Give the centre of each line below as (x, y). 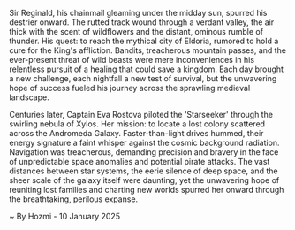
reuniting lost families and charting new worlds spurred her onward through (147, 190)
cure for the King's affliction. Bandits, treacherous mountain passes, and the (148, 50)
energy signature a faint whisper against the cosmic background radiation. (144, 142)
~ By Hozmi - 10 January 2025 (65, 216)
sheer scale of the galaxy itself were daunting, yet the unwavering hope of (144, 180)
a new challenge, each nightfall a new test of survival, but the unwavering (143, 78)
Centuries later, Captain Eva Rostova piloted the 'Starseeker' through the (141, 115)
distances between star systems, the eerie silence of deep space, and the (144, 171)
